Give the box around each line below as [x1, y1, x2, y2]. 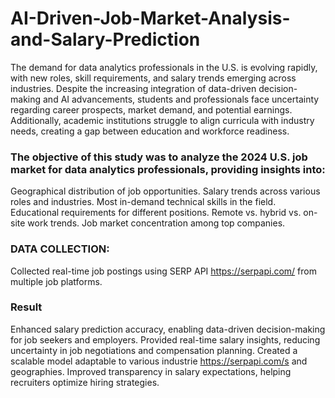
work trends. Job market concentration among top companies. [27, 217, 286, 229]
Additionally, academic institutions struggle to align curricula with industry [10, 114, 315, 126]
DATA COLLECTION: [10, 242, 110, 256]
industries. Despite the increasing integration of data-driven [10, 82, 257, 94]
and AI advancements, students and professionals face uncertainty [42, 93, 320, 105]
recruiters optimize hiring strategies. [10, 376, 160, 388]
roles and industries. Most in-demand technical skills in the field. [10, 196, 277, 208]
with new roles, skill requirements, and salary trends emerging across [10, 72, 297, 84]
